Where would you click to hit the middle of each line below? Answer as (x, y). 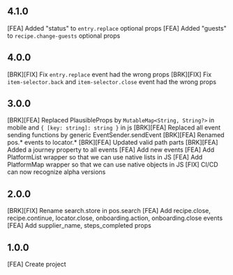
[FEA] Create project (37, 265)
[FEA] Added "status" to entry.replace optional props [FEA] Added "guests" (117, 28)
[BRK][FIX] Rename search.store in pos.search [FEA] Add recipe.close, (109, 211)
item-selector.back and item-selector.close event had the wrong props (112, 81)
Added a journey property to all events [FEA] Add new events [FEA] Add (111, 150)
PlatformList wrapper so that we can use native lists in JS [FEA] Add (105, 157)
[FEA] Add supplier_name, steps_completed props (79, 226)
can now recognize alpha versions (57, 172)
